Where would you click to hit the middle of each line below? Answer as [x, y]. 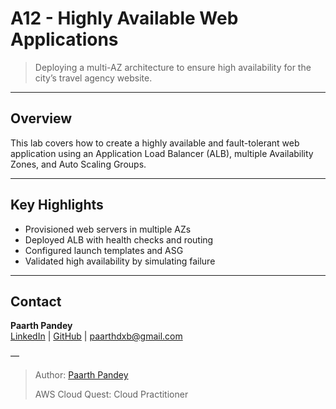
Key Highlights [57, 205]
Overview [41, 118]
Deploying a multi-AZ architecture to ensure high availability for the [173, 67]
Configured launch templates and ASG [104, 250]
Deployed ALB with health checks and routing [119, 239]
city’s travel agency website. [93, 78]
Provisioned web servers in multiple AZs [108, 229]
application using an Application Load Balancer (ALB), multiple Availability [162, 153]
